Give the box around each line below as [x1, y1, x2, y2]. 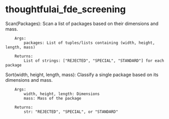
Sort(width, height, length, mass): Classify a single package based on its [5, 72, 159, 78]
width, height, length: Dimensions [24, 91, 100, 97]
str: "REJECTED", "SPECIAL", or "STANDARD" [24, 109, 118, 114]
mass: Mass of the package [24, 96, 82, 101]
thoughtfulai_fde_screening [5, 4, 126, 15]
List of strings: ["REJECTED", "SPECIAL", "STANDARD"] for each [24, 58, 164, 63]
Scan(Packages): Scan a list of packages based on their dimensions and [5, 20, 159, 27]
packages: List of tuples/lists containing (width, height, [24, 40, 155, 45]
